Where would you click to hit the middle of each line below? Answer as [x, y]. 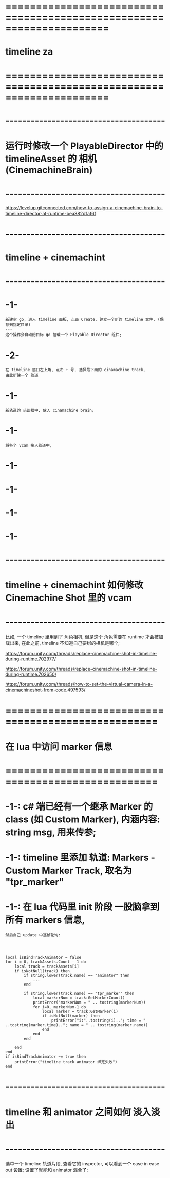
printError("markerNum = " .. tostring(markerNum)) [89, 1003]
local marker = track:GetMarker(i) [80, 1012]
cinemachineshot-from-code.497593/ [45, 690]
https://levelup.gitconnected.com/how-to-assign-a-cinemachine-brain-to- [84, 208]
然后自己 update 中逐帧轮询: [33, 935]
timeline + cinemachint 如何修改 [74, 585]
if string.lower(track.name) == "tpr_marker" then [79, 994]
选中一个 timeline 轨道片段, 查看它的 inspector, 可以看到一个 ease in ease [82, 1164]
